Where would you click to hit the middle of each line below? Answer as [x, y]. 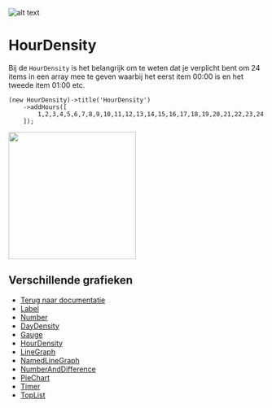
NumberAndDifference [58, 369]
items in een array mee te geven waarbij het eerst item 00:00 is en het [126, 76]
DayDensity [39, 326]
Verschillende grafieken [70, 280]
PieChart [35, 377]
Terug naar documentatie [63, 300]
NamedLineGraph [50, 360]
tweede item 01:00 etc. [47, 85]
